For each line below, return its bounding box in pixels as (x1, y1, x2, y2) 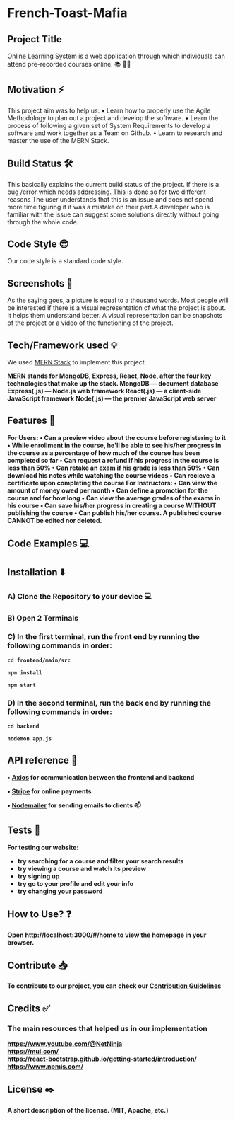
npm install (7, 669, 42, 677)
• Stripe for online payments (7, 787, 92, 795)
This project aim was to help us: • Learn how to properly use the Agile (7, 106, 211, 115)
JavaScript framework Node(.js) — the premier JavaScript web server (7, 394, 217, 403)
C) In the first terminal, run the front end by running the (7, 632, 200, 642)
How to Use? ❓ (7, 908, 72, 921)
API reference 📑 (7, 754, 78, 766)
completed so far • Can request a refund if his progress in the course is (7, 456, 219, 464)
